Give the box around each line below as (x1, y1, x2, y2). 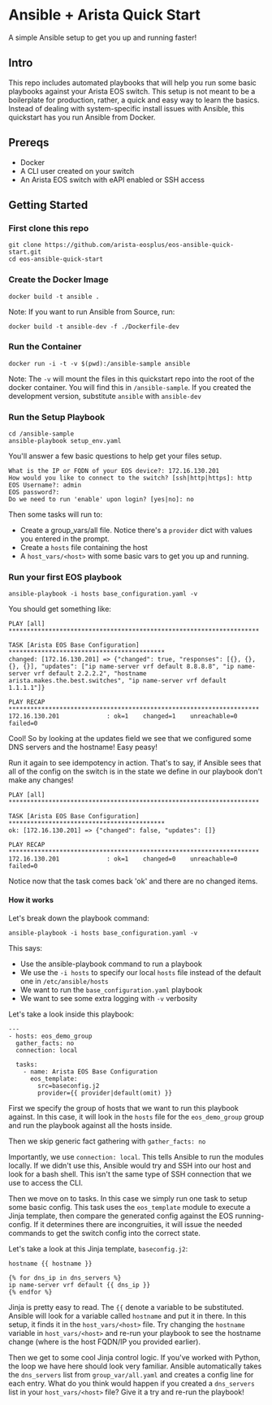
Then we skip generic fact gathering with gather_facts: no (8, 1136, 206, 1146)
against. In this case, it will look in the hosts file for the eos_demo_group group (8, 1112, 264, 1121)
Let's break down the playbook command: (8, 913, 150, 923)
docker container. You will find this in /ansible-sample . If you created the (8, 382, 252, 392)
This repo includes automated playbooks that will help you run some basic (8, 77, 257, 87)
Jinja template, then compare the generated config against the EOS (8, 1211, 234, 1221)
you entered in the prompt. (19, 534, 110, 544)
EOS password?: (8, 488, 60, 497)
